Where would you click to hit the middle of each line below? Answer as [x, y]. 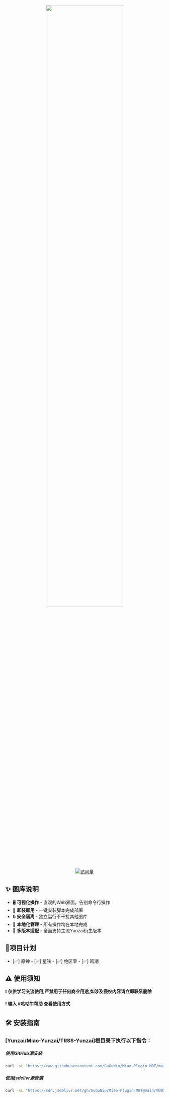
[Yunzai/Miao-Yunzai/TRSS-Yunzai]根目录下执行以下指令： [78, 1041]
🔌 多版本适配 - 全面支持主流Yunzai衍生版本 [57, 930]
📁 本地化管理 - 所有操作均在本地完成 [50, 924]
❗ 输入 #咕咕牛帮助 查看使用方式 [38, 1004]
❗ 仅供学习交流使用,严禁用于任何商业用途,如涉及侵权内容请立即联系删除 [78, 991]
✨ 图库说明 [22, 889]
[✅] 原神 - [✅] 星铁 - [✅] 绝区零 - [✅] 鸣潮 [56, 961]
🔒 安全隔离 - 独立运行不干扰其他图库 [50, 916]
